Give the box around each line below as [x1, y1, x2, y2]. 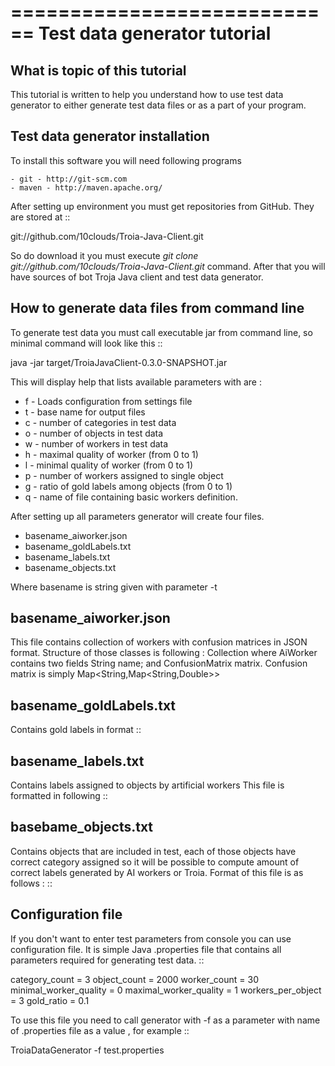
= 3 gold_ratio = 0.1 [10, 994, 90, 1006]
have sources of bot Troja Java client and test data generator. [10, 271, 264, 283]
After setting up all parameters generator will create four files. [10, 510, 265, 522]
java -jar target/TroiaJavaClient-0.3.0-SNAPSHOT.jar [10, 356, 228, 368]
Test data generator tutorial [38, 22, 272, 45]
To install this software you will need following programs [10, 154, 242, 166]
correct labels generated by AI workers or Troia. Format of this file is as [10, 866, 304, 878]
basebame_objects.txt [10, 819, 154, 836]
